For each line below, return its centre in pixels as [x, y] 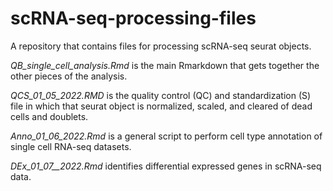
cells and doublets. [49, 116]
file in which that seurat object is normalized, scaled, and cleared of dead [161, 106]
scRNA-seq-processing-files [133, 18]
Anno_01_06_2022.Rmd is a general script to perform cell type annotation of [166, 136]
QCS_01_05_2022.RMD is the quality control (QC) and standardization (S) [161, 95]
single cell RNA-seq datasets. [71, 146]
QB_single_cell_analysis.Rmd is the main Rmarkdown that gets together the [165, 65]
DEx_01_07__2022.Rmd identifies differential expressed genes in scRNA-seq [166, 166]
